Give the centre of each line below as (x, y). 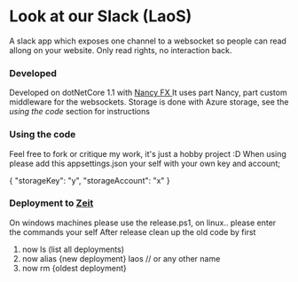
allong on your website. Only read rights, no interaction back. (121, 50)
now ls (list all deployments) (73, 249)
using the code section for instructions (80, 112)
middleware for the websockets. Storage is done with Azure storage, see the (149, 102)
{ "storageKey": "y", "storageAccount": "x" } (90, 180)
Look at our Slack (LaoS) (101, 16)
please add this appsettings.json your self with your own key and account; (145, 163)
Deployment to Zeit (51, 203)
